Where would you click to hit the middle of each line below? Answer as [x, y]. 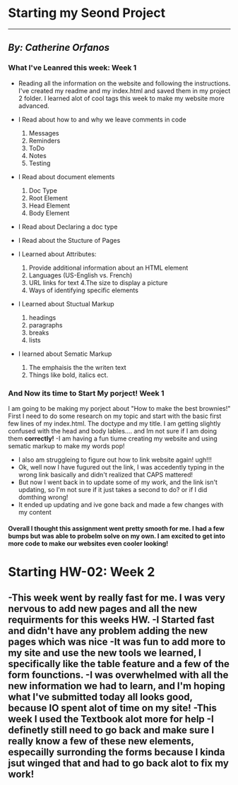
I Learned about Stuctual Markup [66, 304]
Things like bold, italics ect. [69, 375]
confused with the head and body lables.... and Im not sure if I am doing [113, 431]
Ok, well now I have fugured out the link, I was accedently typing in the [121, 467]
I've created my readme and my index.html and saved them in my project [124, 90]
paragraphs [46, 325]
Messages [44, 133]
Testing [40, 163]
